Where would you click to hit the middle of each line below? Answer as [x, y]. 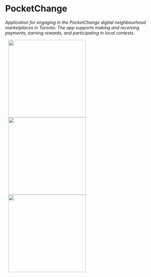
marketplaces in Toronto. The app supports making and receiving [72, 27]
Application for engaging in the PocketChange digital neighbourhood [75, 22]
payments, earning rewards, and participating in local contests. [70, 33]
